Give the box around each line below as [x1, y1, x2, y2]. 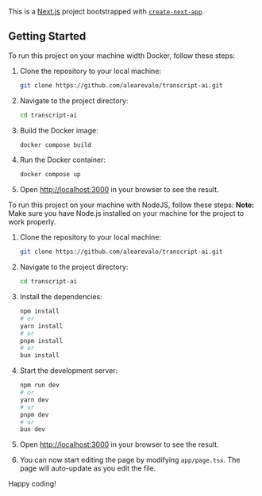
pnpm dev [19, 410, 49, 419]
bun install [19, 352, 60, 360]
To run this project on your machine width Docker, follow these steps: [8, 51, 236, 60]
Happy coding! [8, 479, 57, 489]
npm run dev [19, 381, 60, 390]
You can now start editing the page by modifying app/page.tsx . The [19, 456, 241, 465]
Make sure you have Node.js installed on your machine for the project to [8, 209, 245, 218]
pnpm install [19, 336, 64, 344]
